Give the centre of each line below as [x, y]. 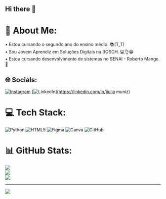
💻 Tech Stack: [36, 113]
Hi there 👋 [21, 9]
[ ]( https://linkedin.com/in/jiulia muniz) [81, 92]
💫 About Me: [31, 30]
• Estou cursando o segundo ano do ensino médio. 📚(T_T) [65, 45]
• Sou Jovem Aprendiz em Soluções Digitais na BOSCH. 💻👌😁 [69, 52]
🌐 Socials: [21, 80]
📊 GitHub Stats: [39, 151]
